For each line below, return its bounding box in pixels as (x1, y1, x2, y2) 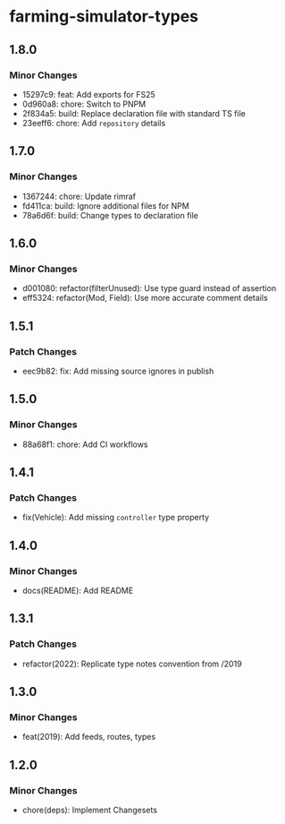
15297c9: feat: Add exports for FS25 (21, 89, 156, 99)
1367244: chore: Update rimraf (21, 191, 137, 202)
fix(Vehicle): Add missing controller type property (21, 512, 210, 523)
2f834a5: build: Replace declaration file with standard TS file (21, 107, 246, 118)
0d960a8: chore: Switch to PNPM (21, 99, 147, 109)
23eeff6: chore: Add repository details (21, 117, 166, 128)
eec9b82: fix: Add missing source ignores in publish (21, 365, 214, 376)
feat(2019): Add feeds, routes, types (21, 732, 156, 742)
